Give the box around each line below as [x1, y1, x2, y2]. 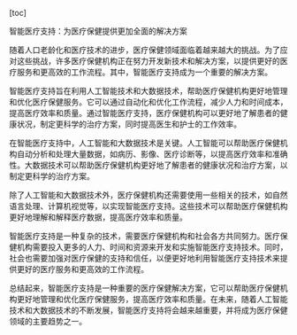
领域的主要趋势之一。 [9, 316, 87, 326]
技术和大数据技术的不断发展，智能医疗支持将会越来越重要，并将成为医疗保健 [9, 305, 288, 316]
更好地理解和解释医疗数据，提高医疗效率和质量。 [9, 212, 187, 222]
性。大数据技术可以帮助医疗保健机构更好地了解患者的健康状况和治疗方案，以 [9, 160, 288, 170]
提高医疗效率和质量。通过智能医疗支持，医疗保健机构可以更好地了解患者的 [9, 108, 280, 118]
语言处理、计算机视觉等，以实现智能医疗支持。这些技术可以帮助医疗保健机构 [9, 201, 288, 211]
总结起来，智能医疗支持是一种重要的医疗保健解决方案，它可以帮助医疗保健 [9, 283, 280, 293]
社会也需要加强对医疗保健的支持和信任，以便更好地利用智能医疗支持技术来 [9, 253, 280, 263]
